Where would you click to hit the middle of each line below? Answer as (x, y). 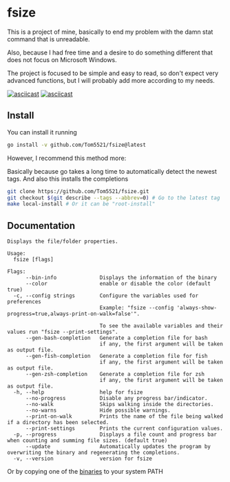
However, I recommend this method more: (67, 158)
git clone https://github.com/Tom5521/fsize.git (78, 191)
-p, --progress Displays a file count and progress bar (115, 435)
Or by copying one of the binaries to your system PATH (85, 472)
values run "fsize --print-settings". (63, 332)
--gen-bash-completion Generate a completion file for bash (116, 338)
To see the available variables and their (161, 326)
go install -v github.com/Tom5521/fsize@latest (77, 145)
